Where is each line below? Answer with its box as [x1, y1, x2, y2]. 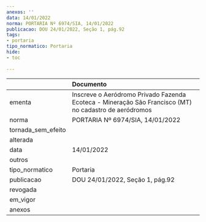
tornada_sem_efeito [9, 125, 66, 134]
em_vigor [9, 195, 36, 204]
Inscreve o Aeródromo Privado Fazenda [72, 90, 186, 99]
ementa [9, 98, 32, 106]
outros [9, 155, 29, 164]
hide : [6, 49, 20, 55]
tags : [6, 32, 20, 38]
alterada [9, 136, 34, 144]
